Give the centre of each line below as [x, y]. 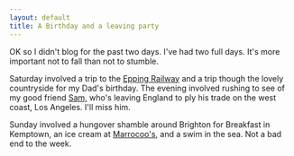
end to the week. [41, 143]
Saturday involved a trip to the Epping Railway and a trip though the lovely [147, 78]
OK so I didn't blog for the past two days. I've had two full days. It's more [145, 51]
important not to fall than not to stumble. [84, 61]
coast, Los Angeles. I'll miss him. [70, 107]
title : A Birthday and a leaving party [84, 26]
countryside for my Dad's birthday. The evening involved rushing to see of [147, 88]
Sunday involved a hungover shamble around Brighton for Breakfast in [140, 124]
